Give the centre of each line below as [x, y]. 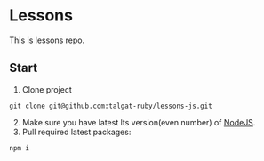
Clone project [47, 89]
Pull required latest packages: [76, 132]
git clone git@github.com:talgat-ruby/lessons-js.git [111, 106]
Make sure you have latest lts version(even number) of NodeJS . [139, 122]
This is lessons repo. [47, 40]
